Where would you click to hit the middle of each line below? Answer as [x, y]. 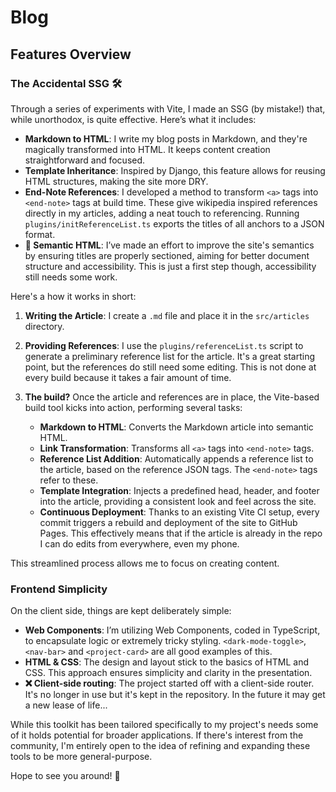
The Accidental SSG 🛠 [66, 83]
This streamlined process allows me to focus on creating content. [145, 563]
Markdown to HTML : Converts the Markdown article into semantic [176, 427]
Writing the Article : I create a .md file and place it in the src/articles [167, 315]
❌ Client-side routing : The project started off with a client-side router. [169, 683]
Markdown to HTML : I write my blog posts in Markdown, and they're [166, 138]
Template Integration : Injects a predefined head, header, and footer [179, 490]
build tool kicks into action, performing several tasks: [133, 407]
